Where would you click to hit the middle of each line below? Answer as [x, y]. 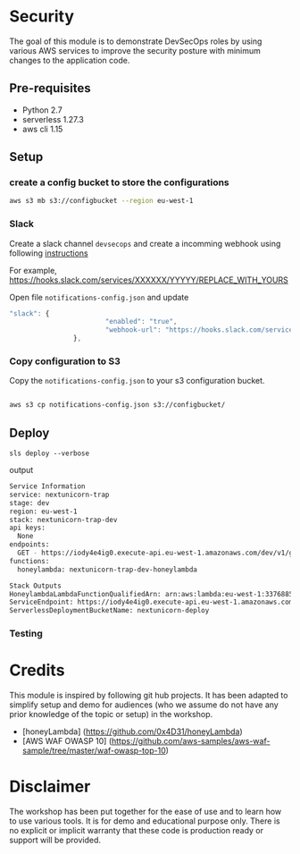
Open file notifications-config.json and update [99, 297]
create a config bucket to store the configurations [119, 182]
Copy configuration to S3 [65, 361]
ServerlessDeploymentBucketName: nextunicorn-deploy [109, 611]
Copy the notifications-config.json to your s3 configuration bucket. [137, 381]
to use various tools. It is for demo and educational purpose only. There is [145, 821]
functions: [29, 561]
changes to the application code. [70, 60]
